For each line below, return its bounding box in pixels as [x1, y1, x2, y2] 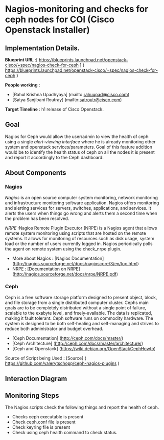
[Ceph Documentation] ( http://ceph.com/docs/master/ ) [12, 335, 124, 341]
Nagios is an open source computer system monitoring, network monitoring [5, 194, 158, 200]
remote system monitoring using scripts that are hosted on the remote [5, 230, 146, 236]
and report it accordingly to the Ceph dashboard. [5, 154, 104, 160]
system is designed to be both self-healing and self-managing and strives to [5, 320, 159, 326]
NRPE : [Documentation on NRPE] [12, 266, 80, 272]
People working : [5, 82, 40, 88]
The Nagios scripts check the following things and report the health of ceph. [5, 404, 159, 410]
